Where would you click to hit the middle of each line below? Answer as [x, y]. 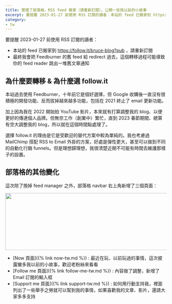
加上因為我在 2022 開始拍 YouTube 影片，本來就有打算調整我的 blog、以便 [84, 112]
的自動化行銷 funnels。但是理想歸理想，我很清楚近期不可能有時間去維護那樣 [85, 148]
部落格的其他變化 [32, 172]
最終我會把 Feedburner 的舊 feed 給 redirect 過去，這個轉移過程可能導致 [89, 57]
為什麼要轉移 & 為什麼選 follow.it [57, 81]
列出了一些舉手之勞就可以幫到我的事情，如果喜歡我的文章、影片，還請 [87, 290]
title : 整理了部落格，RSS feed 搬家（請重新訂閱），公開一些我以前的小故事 [76, 10]
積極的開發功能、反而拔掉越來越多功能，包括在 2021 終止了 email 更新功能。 [86, 101]
